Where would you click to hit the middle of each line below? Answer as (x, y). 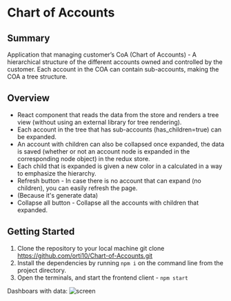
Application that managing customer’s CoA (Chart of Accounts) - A (102, 54)
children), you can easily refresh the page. (77, 188)
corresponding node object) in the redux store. (83, 158)
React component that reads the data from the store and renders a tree (118, 114)
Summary (29, 38)
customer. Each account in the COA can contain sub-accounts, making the (113, 69)
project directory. (42, 270)
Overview (29, 98)
